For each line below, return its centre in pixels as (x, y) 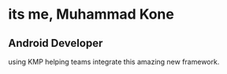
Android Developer (56, 43)
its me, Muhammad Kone (91, 14)
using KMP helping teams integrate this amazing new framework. (114, 62)
